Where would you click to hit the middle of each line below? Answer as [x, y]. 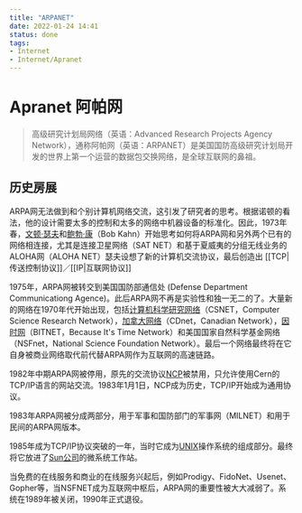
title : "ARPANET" [42, 18]
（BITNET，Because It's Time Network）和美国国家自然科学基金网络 [153, 331]
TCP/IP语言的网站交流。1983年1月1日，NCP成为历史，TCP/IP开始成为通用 [146, 385]
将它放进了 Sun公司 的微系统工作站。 [76, 457]
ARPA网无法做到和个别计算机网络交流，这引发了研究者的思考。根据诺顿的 [146, 211]
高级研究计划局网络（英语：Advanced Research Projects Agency [152, 134]
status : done [34, 34]
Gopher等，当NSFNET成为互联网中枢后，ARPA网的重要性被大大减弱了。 [144, 488]
